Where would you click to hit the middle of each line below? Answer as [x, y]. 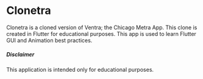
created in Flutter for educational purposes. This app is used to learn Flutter [101, 33]
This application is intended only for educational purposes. [80, 69]
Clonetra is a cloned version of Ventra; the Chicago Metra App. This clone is [102, 27]
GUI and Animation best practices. [49, 40]
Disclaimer [20, 54]
